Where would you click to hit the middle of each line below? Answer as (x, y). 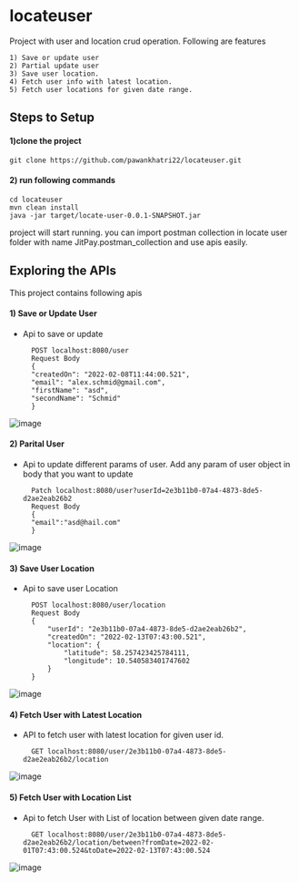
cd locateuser (36, 200)
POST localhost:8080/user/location (99, 605)
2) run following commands (63, 180)
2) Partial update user (55, 66)
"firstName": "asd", (70, 390)
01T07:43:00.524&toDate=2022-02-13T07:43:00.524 (116, 850)
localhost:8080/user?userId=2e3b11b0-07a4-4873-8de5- (159, 490)
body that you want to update (78, 474)
